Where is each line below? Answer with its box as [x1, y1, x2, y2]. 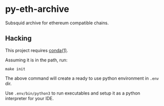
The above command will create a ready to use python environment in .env [5, 75, 159, 81]
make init [5, 66, 26, 71]
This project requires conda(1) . [5, 47, 68, 53]
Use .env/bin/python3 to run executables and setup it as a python [5, 90, 141, 96]
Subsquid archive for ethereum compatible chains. [5, 20, 109, 26]
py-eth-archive [5, 3, 69, 15]
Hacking [5, 34, 32, 43]
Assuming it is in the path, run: [5, 57, 68, 63]
